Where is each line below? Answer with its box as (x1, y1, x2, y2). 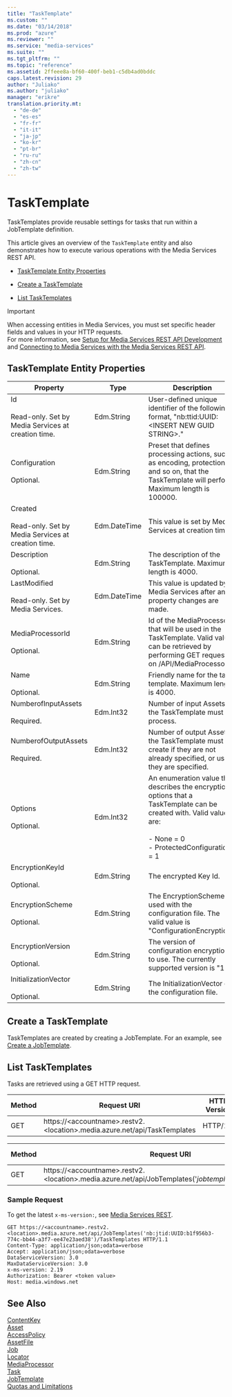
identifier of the (148, 404, 198, 413)
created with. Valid (148, 808, 209, 818)
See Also (7, 1297, 46, 1309)
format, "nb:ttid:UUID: (148, 412, 219, 422)
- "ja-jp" (13, 132, 41, 139)
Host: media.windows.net (7, 1278, 79, 1286)
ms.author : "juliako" (7, 87, 70, 94)
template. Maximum (148, 679, 213, 688)
